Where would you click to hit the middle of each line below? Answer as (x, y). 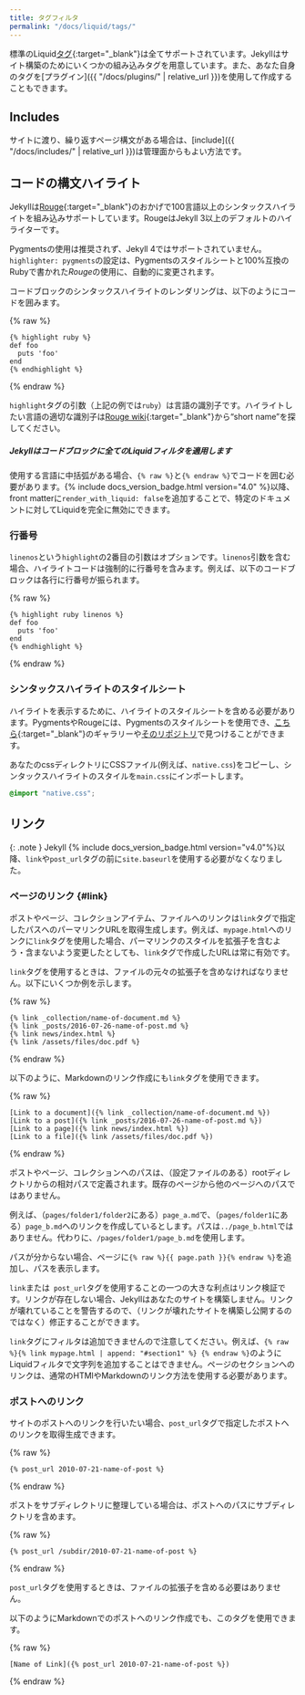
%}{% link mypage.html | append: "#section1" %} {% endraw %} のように (146, 1353)
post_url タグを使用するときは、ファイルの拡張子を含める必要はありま (141, 1587)
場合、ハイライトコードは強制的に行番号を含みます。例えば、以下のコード (149, 569)
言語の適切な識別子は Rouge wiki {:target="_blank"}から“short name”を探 (160, 417)
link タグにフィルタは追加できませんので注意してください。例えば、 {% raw (149, 1341)
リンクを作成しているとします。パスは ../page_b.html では (186, 1226)
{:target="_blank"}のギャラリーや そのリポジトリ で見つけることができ (147, 733)
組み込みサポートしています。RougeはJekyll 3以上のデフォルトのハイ (163, 218)
